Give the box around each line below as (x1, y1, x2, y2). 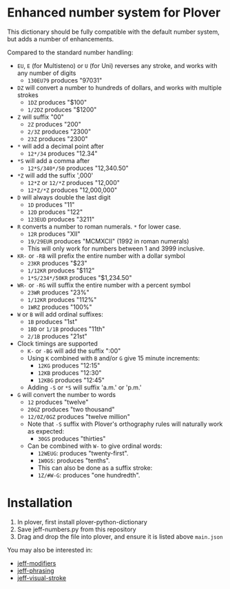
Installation (7, 495, 73, 511)
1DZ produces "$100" (27, 98, 87, 106)
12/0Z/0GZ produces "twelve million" (27, 412, 131, 420)
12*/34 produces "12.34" (27, 149, 98, 158)
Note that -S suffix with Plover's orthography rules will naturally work (27, 420, 223, 428)
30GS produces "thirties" (37, 434, 106, 442)
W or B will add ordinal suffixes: (17, 310, 103, 318)
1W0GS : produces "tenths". (37, 456, 110, 464)
